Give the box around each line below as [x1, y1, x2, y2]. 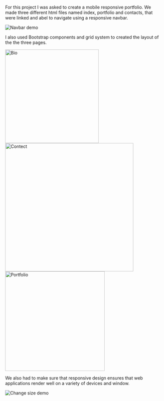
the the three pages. [5, 39, 47, 45]
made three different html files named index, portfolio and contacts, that [5, 9, 153, 15]
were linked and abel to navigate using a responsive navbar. [5, 15, 128, 20]
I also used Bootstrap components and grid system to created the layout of [5, 34, 159, 40]
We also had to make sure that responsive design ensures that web [5, 375, 143, 381]
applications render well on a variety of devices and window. [5, 381, 130, 386]
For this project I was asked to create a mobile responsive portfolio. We [5, 4, 151, 10]
